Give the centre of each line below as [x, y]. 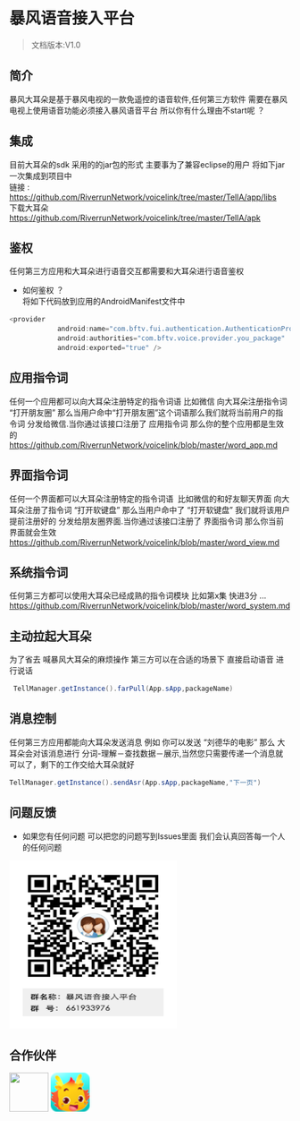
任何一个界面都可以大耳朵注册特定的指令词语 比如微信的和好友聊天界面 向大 [150, 499]
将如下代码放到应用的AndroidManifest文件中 [104, 302]
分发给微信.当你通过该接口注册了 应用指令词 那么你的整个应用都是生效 [155, 424]
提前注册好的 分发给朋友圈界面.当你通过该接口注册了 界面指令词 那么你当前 [146, 521]
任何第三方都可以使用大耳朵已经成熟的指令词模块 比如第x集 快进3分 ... [138, 595]
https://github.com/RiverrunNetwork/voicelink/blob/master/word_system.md [150, 606]
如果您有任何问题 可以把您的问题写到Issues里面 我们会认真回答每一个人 [154, 836]
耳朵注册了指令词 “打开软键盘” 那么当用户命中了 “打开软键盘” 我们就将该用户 [150, 509]
